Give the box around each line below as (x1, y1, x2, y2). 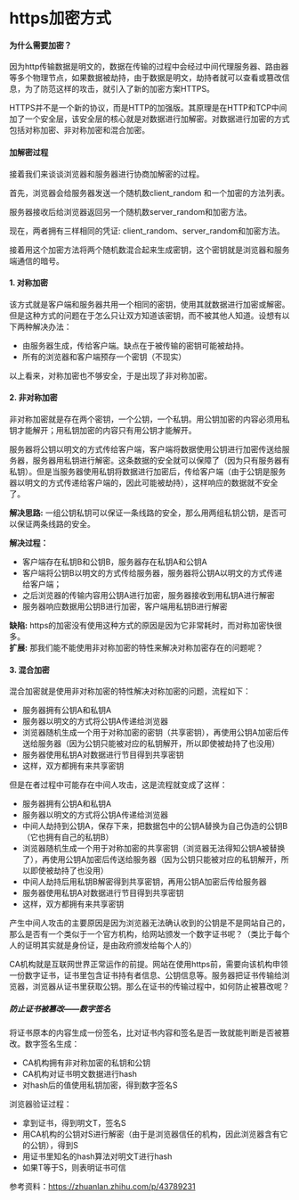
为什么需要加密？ (9, 39, 72, 50)
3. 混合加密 (9, 664, 51, 675)
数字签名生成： (24, 1039, 80, 1049)
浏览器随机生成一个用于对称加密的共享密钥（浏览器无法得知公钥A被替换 (21, 843, 286, 854)
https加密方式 (9, 8, 111, 29)
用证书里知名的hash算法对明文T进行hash (21, 1151, 173, 1162)
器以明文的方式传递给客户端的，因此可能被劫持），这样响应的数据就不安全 (9, 478, 279, 488)
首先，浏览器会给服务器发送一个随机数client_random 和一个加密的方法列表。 (9, 187, 290, 198)
